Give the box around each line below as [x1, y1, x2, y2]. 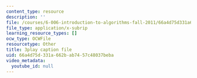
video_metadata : [6, 57, 46, 63]
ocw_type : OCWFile [6, 36, 51, 42]
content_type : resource [6, 8, 64, 15]
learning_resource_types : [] [6, 30, 77, 36]
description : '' [6, 14, 46, 20]
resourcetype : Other [6, 42, 57, 48]
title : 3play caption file [6, 47, 72, 53]
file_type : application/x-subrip [6, 25, 88, 31]
